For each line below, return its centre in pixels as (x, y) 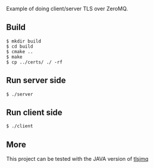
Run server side (36, 80)
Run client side (34, 113)
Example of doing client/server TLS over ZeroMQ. (67, 9)
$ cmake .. (20, 51)
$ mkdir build (24, 41)
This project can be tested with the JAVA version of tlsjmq (77, 159)
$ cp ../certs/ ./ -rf (34, 62)
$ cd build (20, 46)
